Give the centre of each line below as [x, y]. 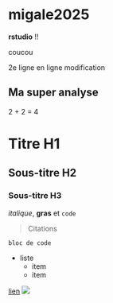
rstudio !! [23, 37]
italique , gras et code [42, 213]
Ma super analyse [54, 93]
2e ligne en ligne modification [57, 67]
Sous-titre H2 [43, 173]
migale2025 [49, 15]
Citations [42, 228]
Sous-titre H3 [35, 196]
